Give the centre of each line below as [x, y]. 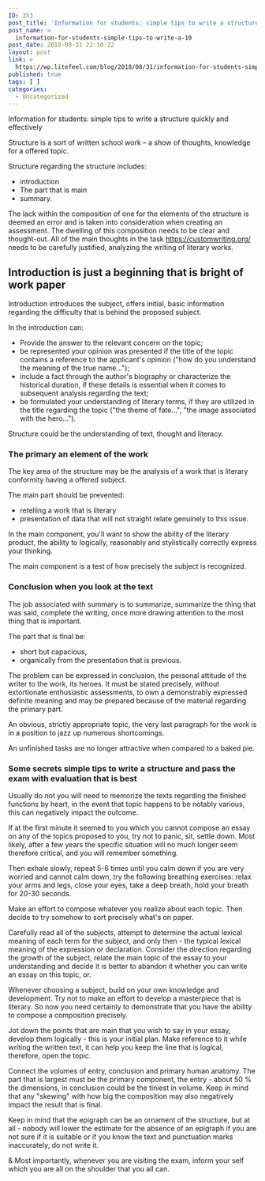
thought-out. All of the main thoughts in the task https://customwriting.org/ [129, 239]
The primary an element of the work [78, 454]
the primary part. [35, 709]
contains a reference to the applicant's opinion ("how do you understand [138, 360]
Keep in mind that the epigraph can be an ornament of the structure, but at [129, 1119]
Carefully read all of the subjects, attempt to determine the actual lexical [125, 932]
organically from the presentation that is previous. [101, 660]
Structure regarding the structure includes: [78, 166]
